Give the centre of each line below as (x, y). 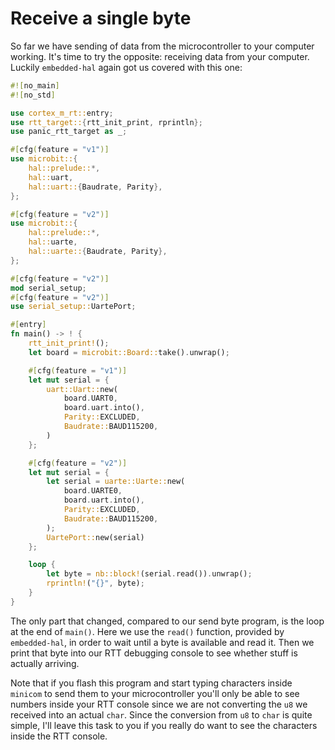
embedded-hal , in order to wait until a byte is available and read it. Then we (162, 642)
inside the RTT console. (59, 736)
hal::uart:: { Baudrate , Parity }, (95, 187)
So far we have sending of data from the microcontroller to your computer (162, 46)
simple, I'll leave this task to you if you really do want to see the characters (164, 725)
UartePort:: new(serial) (95, 537)
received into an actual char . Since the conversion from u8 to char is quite (161, 714)
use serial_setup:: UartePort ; (73, 307)
